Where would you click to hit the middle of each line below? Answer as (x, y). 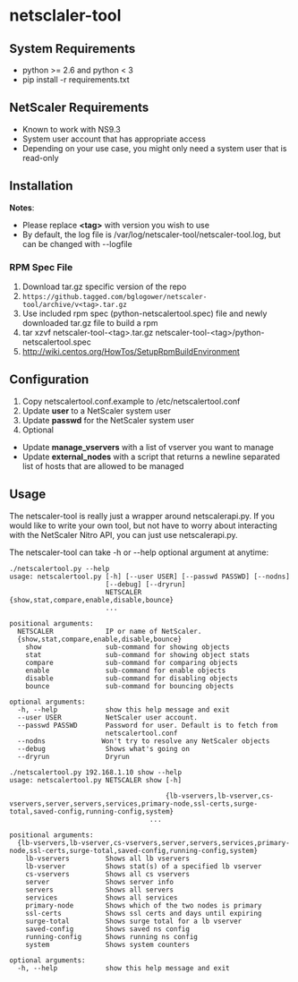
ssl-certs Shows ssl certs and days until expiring (144, 913)
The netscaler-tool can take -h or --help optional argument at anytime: (139, 552)
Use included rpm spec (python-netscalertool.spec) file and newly (145, 313)
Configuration (49, 380)
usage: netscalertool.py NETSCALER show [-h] (95, 780)
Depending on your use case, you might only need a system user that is (154, 148)
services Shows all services (102, 897)
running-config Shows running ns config (112, 936)
